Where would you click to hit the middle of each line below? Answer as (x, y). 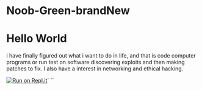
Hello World (37, 39)
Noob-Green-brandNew (68, 11)
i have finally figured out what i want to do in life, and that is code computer (101, 56)
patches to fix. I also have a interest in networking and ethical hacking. (95, 69)
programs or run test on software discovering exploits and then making (96, 62)
